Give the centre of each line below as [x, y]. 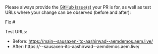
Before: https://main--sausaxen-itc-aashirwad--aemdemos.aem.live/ [82, 41]
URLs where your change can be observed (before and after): [68, 12]
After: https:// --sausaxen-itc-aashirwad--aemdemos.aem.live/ [76, 46]
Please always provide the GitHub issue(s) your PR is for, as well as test [78, 7]
